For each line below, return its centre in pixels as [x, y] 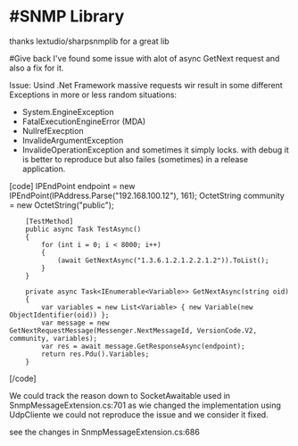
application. [44, 169]
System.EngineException [68, 111]
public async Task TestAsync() [83, 229]
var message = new [75, 323]
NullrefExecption [53, 130]
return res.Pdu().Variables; [95, 354]
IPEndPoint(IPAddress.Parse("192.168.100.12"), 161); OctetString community [147, 195]
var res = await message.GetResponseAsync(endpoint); [143, 346]
